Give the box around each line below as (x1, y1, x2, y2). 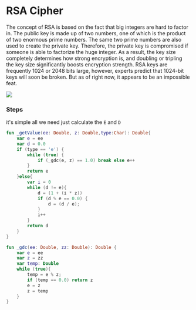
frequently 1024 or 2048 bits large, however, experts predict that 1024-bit (6, 67, 184, 74)
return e (27, 169, 49, 174)
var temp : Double (16, 261, 59, 267)
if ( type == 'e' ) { (16, 146, 65, 152)
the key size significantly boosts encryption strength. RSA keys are (6, 60, 168, 68)
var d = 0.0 (16, 141, 46, 147)
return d (27, 223, 49, 229)
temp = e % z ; (27, 272, 62, 278)
